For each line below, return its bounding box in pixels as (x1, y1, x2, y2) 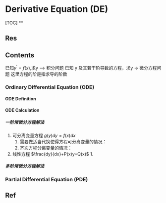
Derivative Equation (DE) (5, 3, 108, 15)
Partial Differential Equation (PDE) (5, 176, 88, 183)
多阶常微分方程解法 (5, 163, 45, 169)
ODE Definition (5, 96, 36, 102)
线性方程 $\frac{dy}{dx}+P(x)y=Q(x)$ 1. (12, 151, 94, 157)
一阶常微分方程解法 (5, 119, 45, 125)
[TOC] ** (5, 20, 23, 26)
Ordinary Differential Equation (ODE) (5, 83, 95, 90)
